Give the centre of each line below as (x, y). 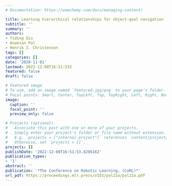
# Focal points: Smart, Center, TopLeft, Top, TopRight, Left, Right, (82, 95)
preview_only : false (32, 114)
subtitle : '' (19, 24)
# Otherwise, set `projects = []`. (46, 142)
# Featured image (24, 86)
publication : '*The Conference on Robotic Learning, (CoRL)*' (73, 171)
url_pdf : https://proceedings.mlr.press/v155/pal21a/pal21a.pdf (75, 175)
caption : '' (23, 104)
